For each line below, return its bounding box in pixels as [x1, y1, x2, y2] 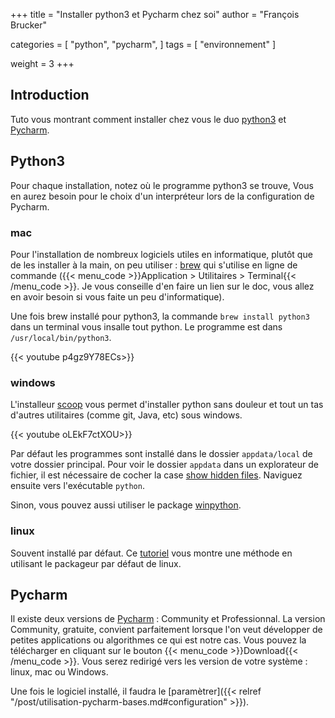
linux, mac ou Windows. [10, 666, 109, 678]
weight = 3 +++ [10, 58, 75, 69]
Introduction [10, 87, 90, 104]
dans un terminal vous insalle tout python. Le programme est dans [10, 320, 283, 333]
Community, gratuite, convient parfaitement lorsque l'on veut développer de [10, 624, 323, 636]
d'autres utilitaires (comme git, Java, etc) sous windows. [10, 409, 243, 421]
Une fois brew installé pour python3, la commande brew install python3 [10, 310, 310, 322]
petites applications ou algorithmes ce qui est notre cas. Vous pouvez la [10, 634, 307, 646]
